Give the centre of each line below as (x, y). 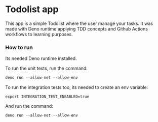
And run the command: (29, 106)
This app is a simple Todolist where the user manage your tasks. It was (79, 23)
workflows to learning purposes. (39, 34)
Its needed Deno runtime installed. (41, 58)
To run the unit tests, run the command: (46, 68)
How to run (19, 47)
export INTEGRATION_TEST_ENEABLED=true (47, 97)
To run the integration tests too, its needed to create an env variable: (77, 87)
